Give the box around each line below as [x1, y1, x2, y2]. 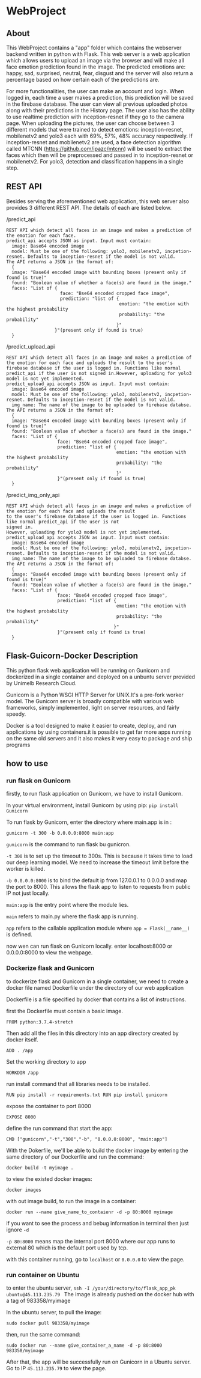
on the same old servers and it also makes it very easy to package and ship [6, 734, 193, 742]
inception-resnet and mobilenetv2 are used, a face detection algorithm [6, 139, 181, 145]
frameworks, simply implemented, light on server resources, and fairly [6, 704, 180, 711]
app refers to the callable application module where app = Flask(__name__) [6, 924, 190, 932]
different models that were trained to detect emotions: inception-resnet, [6, 126, 184, 133]
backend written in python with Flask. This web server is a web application [6, 50, 191, 58]
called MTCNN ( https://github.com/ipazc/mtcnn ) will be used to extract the [6, 145, 192, 152]
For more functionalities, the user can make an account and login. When [6, 88, 184, 94]
